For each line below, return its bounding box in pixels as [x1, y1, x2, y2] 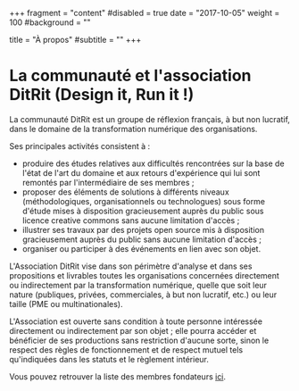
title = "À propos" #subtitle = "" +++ [9, 35, 142, 45]
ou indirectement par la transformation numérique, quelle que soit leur [9, 279, 268, 290]
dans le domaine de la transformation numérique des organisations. [9, 123, 258, 134]
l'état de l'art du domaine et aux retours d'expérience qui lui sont [21, 167, 261, 178]
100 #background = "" [9, 17, 91, 28]
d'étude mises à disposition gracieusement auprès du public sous [21, 205, 264, 216]
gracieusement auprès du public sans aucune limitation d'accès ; [21, 234, 262, 245]
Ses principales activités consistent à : [9, 140, 151, 151]
